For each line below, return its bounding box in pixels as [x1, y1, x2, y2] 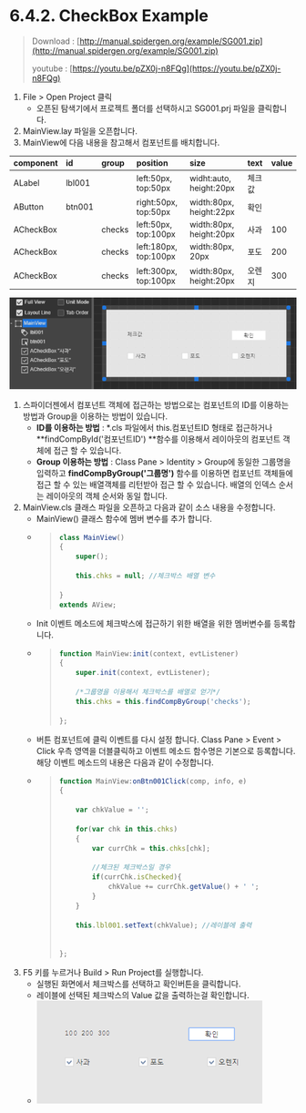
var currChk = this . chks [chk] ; [91, 843, 211, 853]
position [136, 158, 168, 168]
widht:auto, [189, 172, 232, 183]
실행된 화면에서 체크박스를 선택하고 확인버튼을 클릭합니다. [36, 978, 241, 989]
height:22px [189, 206, 235, 217]
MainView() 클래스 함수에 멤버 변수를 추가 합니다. [36, 513, 212, 524]
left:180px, [136, 241, 178, 252]
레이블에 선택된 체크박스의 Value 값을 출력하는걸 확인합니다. [36, 990, 250, 1001]
